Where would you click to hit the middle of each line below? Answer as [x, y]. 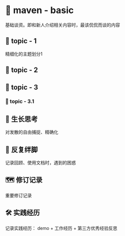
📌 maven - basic [40, 10]
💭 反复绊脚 [21, 150]
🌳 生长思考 [21, 119]
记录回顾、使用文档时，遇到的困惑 [41, 163]
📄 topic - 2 [22, 70]
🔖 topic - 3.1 [20, 101]
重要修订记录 [18, 195]
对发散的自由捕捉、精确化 [32, 132]
